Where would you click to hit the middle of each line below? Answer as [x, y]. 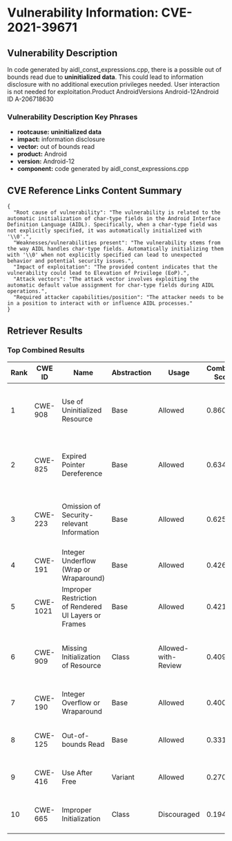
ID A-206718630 [30, 99]
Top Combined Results [46, 350]
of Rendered [82, 606]
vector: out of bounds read [56, 147]
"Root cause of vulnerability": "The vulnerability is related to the [117, 212]
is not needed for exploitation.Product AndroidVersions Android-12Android [113, 92]
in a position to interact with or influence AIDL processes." [100, 304]
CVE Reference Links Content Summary [95, 191]
